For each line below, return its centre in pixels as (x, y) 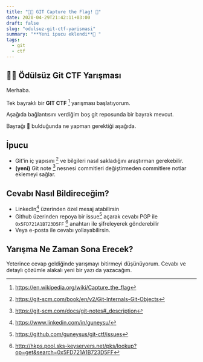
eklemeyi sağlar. (35, 174)
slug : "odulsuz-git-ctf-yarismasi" (51, 29)
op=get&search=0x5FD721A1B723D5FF (64, 352)
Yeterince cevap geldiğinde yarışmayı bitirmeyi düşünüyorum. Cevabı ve (96, 264)
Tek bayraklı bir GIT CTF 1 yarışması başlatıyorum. (69, 102)
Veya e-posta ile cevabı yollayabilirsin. (63, 230)
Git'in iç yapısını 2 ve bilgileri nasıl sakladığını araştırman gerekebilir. (99, 160)
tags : (13, 40)
